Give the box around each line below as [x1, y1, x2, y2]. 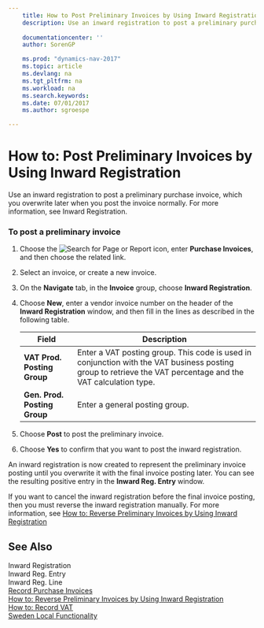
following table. [19, 315, 70, 325]
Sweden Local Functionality [8, 611, 98, 621]
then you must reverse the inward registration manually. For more [8, 500, 220, 510]
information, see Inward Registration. [8, 206, 128, 217]
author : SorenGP [22, 41, 76, 49]
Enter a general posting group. [77, 399, 189, 411]
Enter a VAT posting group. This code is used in [77, 347, 252, 359]
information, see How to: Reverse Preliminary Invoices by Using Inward [8, 509, 238, 518]
